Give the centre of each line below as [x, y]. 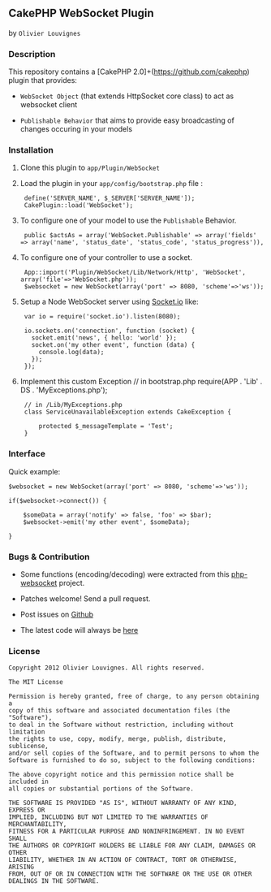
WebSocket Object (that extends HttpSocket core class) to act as [127, 96]
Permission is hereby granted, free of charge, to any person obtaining [134, 697]
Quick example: [34, 471]
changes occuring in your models [76, 129]
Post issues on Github [57, 614]
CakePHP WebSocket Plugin [81, 13]
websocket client [49, 105]
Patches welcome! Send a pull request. [85, 599]
